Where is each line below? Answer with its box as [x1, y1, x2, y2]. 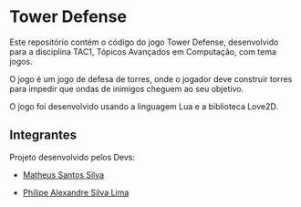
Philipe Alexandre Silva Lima [22, 187, 130, 198]
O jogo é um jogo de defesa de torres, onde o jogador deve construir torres [9, 73, 293, 84]
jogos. [9, 56, 34, 67]
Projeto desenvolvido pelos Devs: [9, 151, 135, 162]
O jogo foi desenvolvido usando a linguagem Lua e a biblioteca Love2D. [9, 100, 279, 111]
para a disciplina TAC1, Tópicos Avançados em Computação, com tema [9, 46, 276, 57]
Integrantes [9, 128, 78, 143]
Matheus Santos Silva [22, 169, 105, 180]
